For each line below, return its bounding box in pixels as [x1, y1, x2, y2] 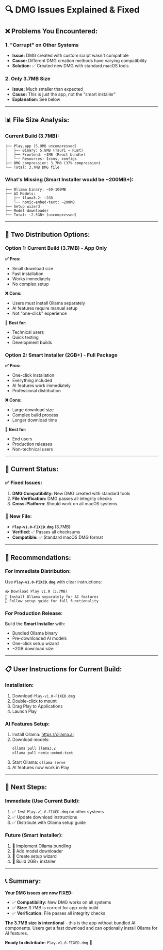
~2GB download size [12, 646, 54, 652]
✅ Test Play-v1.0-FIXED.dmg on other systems [12, 808, 104, 814]
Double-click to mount [12, 698, 57, 704]
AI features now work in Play [12, 764, 69, 770]
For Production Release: [5, 610, 63, 616]
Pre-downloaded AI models [12, 635, 67, 641]
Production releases [12, 441, 52, 447]
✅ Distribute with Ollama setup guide [12, 820, 86, 825]
